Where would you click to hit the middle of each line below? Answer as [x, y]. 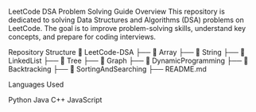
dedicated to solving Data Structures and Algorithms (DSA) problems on [126, 20]
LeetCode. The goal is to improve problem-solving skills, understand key [127, 28]
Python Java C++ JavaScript [55, 100]
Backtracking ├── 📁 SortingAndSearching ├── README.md [107, 69]
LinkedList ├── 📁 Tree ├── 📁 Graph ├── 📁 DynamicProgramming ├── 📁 [128, 60]
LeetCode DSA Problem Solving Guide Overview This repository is [116, 12]
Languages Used [36, 84]
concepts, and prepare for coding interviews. [82, 37]
